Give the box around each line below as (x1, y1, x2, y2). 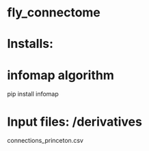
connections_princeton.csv (7, 137, 84, 145)
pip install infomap (7, 90, 59, 98)
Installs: (7, 36, 53, 52)
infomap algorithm (7, 67, 114, 83)
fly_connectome (7, 5, 101, 20)
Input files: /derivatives (7, 114, 142, 129)
